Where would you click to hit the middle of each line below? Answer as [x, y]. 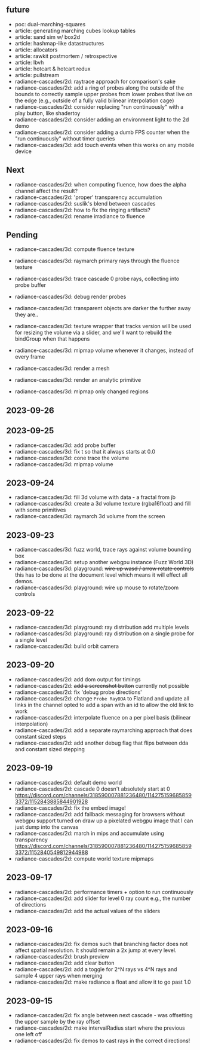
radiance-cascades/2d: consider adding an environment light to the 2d [102, 120]
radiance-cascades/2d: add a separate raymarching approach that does [104, 730]
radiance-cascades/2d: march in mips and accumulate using [89, 833]
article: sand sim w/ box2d [47, 37]
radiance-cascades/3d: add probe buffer [65, 445]
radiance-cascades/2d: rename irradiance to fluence [80, 216]
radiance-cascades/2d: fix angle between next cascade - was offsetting [104, 1015]
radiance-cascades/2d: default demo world [68, 782]
